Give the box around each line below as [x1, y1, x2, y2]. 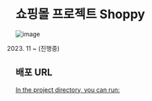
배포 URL [15, 67, 53, 79]
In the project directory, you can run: [15, 85, 120, 94]
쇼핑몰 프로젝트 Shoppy [15, 6, 146, 22]
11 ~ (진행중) [25, 44, 60, 52]
